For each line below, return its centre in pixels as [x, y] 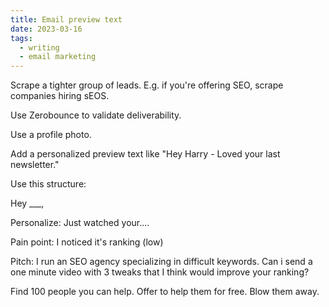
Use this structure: [48, 184]
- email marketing [58, 57]
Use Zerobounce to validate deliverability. [96, 115]
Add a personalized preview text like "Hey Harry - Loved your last [145, 154]
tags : [21, 38]
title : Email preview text [66, 19]
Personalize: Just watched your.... [80, 223]
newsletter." [35, 165]
